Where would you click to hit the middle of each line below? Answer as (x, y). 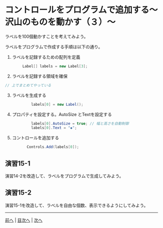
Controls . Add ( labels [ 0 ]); (53, 147)
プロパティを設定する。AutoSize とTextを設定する (62, 114)
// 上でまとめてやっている (28, 85)
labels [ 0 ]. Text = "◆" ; (54, 128)
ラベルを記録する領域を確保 (40, 76)
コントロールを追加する (35, 138)
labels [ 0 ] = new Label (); (57, 104)
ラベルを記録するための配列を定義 (46, 57)
